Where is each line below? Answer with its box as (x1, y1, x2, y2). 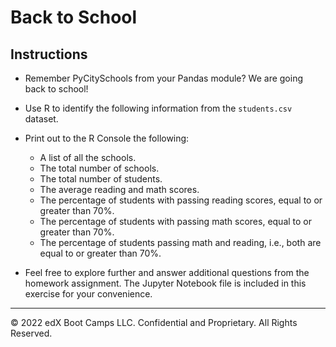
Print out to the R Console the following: (24, 132, 190, 144)
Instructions (10, 46, 88, 63)
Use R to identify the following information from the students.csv (24, 102, 293, 114)
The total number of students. (39, 173, 163, 185)
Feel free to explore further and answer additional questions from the (24, 267, 310, 278)
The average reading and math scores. (39, 184, 200, 195)
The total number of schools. (39, 162, 160, 174)
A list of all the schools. (39, 152, 137, 163)
